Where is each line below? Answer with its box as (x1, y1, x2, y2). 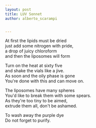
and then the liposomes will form (5, 53, 70, 59)
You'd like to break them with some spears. (5, 93, 91, 98)
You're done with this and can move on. (5, 78, 84, 84)
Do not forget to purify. (5, 117, 51, 124)
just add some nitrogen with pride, (5, 43, 74, 49)
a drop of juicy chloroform (5, 48, 57, 54)
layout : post (5, 7, 32, 12)
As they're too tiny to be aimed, (5, 98, 68, 104)
